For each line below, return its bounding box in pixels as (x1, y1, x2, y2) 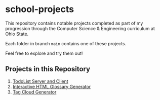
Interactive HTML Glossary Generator (12, 83, 91, 89)
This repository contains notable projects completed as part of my (5, 20, 143, 26)
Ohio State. (5, 31, 29, 37)
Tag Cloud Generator (12, 89, 57, 95)
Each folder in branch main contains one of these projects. (5, 40, 127, 46)
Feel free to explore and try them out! (5, 50, 83, 56)
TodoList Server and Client (12, 78, 68, 84)
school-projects (5, 4, 74, 15)
